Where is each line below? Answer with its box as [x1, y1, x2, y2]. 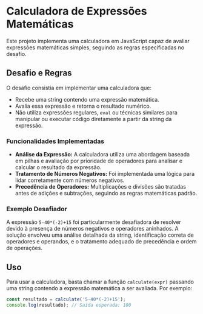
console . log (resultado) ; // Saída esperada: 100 [6, 302, 131, 309]
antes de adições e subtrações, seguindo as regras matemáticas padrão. [15, 190, 198, 197]
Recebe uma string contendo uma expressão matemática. [15, 96, 159, 103]
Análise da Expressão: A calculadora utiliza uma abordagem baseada [15, 151, 190, 158]
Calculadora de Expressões [6, 4, 147, 18]
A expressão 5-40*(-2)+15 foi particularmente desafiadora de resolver [6, 218, 182, 226]
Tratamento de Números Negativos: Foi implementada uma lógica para [15, 170, 195, 178]
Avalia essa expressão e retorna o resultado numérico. [15, 102, 151, 110]
